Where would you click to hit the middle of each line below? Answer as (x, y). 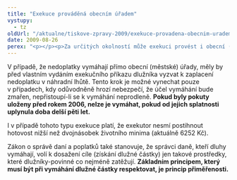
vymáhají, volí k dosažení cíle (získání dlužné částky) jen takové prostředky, (117, 154)
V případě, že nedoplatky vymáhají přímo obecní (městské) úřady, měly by (115, 67)
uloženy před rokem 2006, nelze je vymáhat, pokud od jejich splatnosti (113, 104)
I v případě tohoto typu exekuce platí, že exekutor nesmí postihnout (105, 125)
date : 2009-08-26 (33, 40)
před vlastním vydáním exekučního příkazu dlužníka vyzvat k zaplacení (110, 74)
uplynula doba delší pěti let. (49, 112)
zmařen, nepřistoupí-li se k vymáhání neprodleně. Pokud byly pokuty (108, 97)
